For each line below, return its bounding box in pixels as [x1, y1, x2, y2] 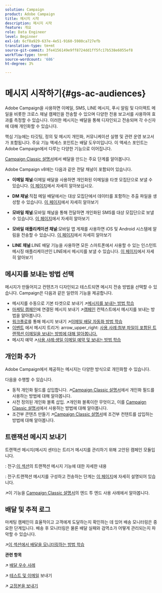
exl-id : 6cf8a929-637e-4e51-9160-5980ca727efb [5, 39, 101, 44]
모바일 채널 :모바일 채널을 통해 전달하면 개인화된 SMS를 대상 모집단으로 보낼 [12, 209, 154, 215]
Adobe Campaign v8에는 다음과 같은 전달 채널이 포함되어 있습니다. [5, 166, 133, 173]
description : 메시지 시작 [5, 20, 52, 26]
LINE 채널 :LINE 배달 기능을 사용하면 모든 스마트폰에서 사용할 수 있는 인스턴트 [12, 243, 157, 248]
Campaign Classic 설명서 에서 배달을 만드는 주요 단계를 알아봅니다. [5, 156, 132, 162]
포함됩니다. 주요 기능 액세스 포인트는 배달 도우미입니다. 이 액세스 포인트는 [10, 140, 148, 146]
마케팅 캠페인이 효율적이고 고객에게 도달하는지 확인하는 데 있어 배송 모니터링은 [5, 519, 152, 525]
